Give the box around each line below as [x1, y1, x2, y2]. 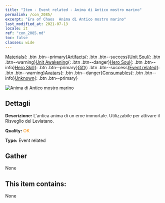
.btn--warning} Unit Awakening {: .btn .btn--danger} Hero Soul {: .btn [5, 59, 143, 65]
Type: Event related [5, 137, 46, 143]
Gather [5, 151, 27, 160]
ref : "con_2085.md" [5, 31, 46, 36]
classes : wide [5, 40, 35, 45]
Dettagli [5, 99, 30, 108]
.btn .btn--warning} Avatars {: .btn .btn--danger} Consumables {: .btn [5, 70, 143, 76]
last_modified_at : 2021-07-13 [5, 21, 68, 27]
